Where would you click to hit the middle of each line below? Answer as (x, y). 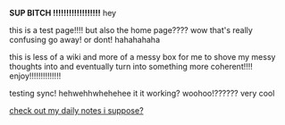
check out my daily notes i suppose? (77, 110)
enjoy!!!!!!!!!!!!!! (35, 76)
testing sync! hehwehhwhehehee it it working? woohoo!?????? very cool (142, 93)
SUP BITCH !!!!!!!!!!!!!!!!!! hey (63, 13)
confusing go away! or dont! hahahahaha (85, 40)
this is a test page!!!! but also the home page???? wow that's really (131, 30)
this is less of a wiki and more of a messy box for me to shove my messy (142, 57)
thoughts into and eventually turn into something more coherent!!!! (131, 67)
